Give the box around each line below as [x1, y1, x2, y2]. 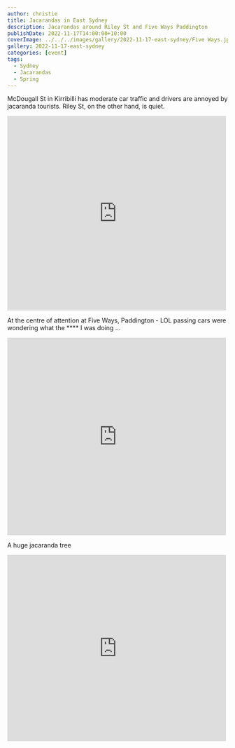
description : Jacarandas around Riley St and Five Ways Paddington [7, 23, 208, 30]
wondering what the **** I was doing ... [7, 324, 121, 332]
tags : [7, 56, 23, 63]
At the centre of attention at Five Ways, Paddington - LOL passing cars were [7, 316, 227, 325]
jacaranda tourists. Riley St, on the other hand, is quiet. [7, 102, 166, 111]
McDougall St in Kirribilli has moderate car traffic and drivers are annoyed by [7, 95, 228, 103]
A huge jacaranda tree [7, 541, 71, 550]
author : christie [7, 10, 58, 18]
